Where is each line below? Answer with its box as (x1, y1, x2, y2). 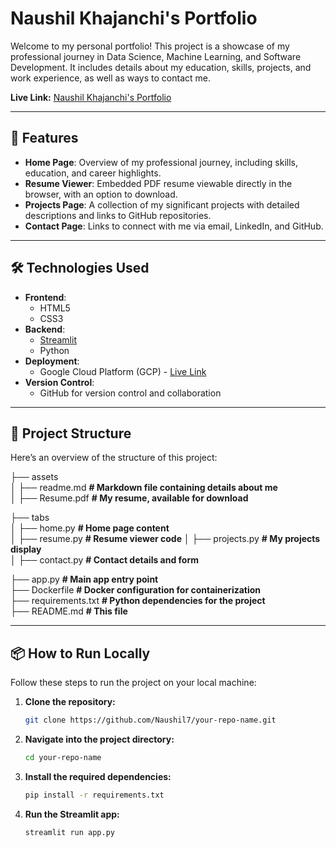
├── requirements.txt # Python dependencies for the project (10, 595, 266, 607)
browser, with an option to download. (24, 188, 178, 200)
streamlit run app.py (24, 827, 115, 837)
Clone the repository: (24, 696, 116, 708)
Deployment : (24, 355, 80, 367)
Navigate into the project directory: (24, 733, 175, 746)
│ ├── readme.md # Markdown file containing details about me (10, 482, 278, 494)
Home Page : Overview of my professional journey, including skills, (24, 156, 299, 168)
